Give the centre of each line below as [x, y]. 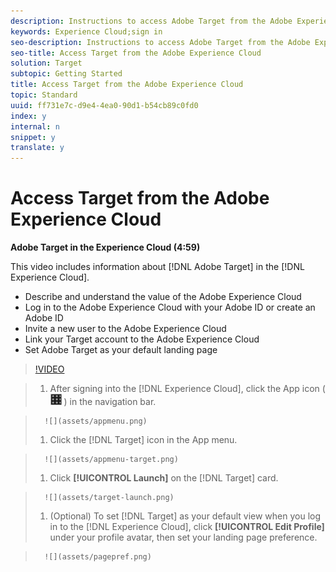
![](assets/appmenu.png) [96, 421]
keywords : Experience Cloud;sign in [86, 31]
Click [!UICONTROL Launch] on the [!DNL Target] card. [164, 478]
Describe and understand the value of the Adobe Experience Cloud [163, 297]
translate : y [37, 148]
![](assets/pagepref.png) [98, 557]
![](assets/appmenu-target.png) [111, 460]
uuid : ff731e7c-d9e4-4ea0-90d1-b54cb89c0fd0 [104, 105]
